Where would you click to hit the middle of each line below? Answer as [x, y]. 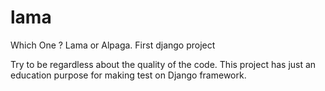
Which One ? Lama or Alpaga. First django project [113, 45]
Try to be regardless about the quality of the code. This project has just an [163, 64]
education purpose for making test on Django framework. [128, 75]
